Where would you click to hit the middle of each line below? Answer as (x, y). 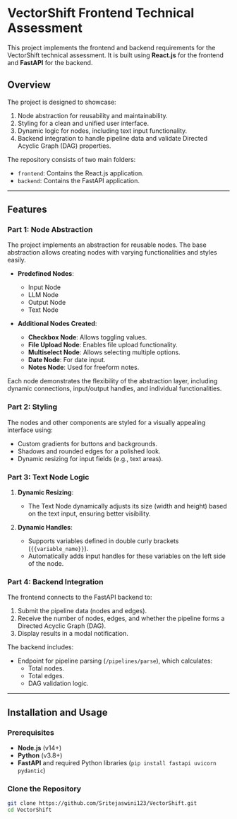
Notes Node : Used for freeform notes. (84, 367)
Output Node (47, 303)
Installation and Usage (57, 712)
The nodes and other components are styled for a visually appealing (107, 422)
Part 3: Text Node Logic (48, 477)
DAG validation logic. (59, 683)
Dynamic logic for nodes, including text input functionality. (102, 130)
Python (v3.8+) (40, 755)
